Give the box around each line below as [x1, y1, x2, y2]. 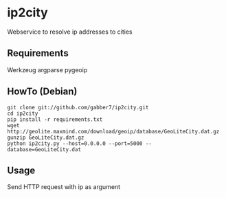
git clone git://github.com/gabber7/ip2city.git [7, 104, 149, 111]
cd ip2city [7, 110, 38, 117]
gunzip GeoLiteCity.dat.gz [7, 134, 84, 141]
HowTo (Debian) [7, 86, 78, 98]
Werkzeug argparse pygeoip [7, 65, 88, 74]
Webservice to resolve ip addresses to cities [7, 27, 133, 36]
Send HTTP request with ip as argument [7, 183, 121, 191]
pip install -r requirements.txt [7, 115, 103, 123]
